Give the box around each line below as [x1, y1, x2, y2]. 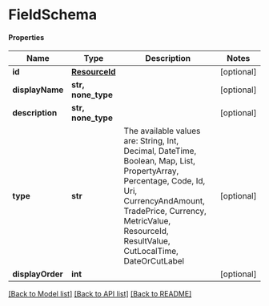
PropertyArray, [123, 166, 179, 177]
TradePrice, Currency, [123, 206, 207, 217]
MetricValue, [123, 215, 171, 227]
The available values [123, 126, 201, 137]
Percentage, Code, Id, [123, 175, 206, 187]
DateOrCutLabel [123, 256, 185, 267]
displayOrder [12, 268, 64, 280]
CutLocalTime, [123, 246, 179, 257]
